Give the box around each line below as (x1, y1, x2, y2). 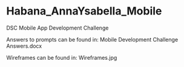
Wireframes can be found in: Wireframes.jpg (6, 54, 117, 61)
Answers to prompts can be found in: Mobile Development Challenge (6, 36, 179, 43)
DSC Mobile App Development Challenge (6, 24, 109, 31)
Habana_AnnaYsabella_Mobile (6, 4, 162, 18)
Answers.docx (6, 42, 42, 49)
